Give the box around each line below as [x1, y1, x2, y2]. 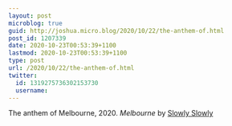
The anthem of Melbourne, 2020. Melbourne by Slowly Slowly [8, 108, 214, 118]
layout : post [8, 11, 52, 20]
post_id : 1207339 [8, 34, 67, 43]
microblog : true [8, 19, 63, 27]
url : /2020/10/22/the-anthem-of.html [8, 64, 135, 72]
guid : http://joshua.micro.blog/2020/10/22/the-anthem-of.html [8, 26, 225, 35]
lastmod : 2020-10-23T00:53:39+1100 [8, 49, 128, 57]
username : [15, 86, 48, 95]
